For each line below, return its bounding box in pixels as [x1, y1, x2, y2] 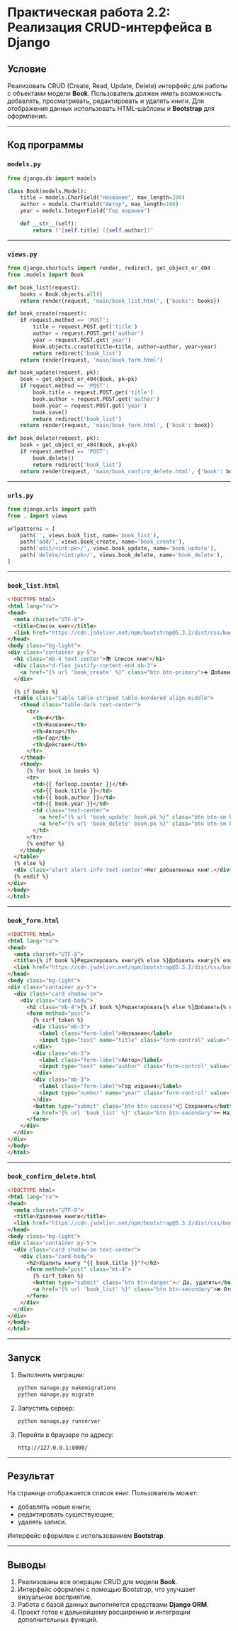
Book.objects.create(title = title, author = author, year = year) [33, 343, 217, 350]
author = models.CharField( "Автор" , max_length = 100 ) [20, 200, 179, 208]
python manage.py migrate [17, 1391, 94, 1398]
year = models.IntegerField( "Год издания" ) [20, 208, 151, 215]
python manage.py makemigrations [17, 1384, 117, 1392]
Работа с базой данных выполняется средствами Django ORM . [17, 1600, 209, 1609]
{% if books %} [13, 688, 59, 695]
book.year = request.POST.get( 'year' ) [33, 402, 147, 409]
